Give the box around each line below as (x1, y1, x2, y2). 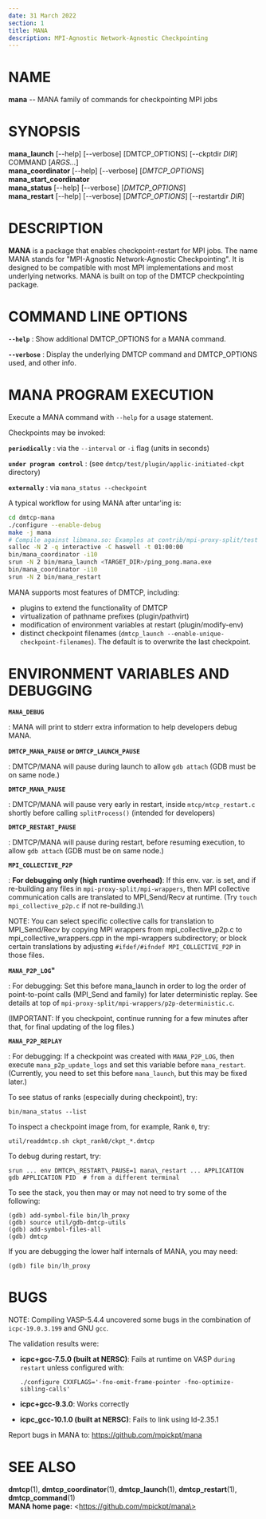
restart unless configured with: (19, 1363, 125, 1372)
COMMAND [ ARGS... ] (8, 157, 79, 168)
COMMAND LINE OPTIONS (8, 308, 188, 326)
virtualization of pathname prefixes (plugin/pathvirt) (19, 611, 190, 621)
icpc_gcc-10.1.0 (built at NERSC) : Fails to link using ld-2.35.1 (19, 1414, 219, 1424)
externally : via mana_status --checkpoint (8, 482, 147, 492)
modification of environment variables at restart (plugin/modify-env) (19, 619, 244, 629)
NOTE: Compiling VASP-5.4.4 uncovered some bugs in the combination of (8, 1315, 251, 1324)
